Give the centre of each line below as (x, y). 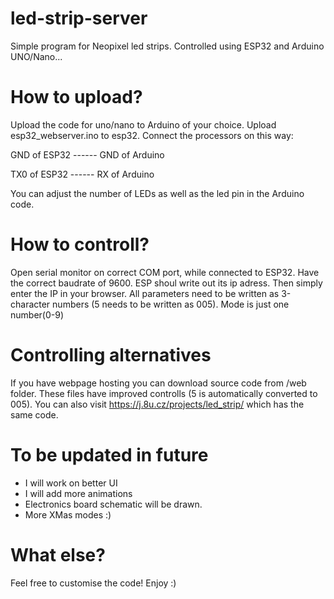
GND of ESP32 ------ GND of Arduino (87, 154)
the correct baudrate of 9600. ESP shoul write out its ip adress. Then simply (166, 283)
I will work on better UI (71, 483)
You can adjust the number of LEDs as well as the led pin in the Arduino (157, 193)
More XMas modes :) (68, 514)
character (30, 304)
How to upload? (76, 97)
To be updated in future (109, 454)
